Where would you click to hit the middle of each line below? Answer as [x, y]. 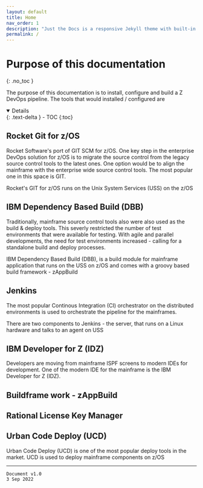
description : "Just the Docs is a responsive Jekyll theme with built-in [101, 29]
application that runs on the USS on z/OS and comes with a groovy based [98, 265]
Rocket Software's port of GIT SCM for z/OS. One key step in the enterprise [100, 150]
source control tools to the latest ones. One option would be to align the [95, 163]
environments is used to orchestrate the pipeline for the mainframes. [92, 312]
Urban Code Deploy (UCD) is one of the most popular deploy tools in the [97, 451]
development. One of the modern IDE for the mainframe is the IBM [89, 370]
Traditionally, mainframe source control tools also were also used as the [96, 222]
